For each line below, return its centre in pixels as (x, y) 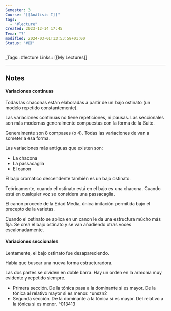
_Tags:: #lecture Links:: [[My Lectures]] (46, 57)
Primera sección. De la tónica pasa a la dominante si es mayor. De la (84, 288)
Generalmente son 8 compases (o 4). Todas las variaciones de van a (77, 133)
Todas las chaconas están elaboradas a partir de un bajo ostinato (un (78, 103)
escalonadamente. (25, 230)
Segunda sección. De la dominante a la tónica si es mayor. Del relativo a (88, 298)
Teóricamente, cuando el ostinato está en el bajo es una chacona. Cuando (83, 189)
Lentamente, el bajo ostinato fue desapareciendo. (57, 253)
